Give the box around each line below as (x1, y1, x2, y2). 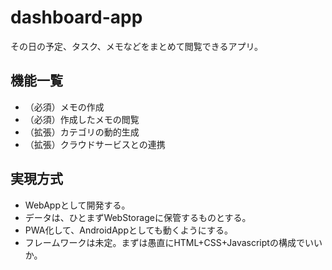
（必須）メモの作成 (24, 101, 105, 113)
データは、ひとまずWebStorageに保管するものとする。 (24, 211, 252, 223)
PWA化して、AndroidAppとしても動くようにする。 (24, 224, 234, 236)
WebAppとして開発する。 (24, 199, 131, 211)
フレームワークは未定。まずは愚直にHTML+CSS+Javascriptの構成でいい (24, 236, 323, 248)
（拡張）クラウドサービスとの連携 (24, 138, 166, 150)
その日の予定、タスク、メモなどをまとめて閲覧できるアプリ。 (10, 40, 263, 52)
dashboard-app (10, 6, 143, 29)
